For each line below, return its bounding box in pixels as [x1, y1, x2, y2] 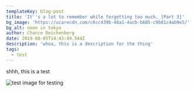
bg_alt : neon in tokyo [6, 24, 62, 31]
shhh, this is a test [6, 68, 50, 75]
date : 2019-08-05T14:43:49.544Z [6, 36, 85, 41]
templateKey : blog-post [6, 8, 64, 15]
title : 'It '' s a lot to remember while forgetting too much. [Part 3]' [6, 14, 185, 20]
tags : [6, 47, 19, 52]
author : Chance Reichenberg [6, 30, 75, 36]
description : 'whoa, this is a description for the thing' [6, 41, 154, 47]
